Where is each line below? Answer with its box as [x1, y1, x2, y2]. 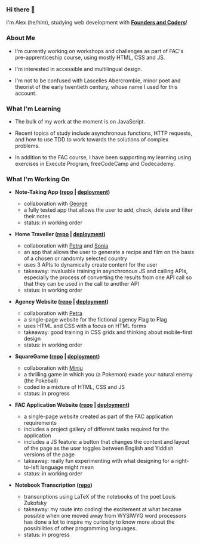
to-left [23, 463, 39, 471]
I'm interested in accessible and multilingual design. [14, 65, 143, 72]
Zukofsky [23, 499, 47, 506]
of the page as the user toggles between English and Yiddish [23, 444, 174, 452]
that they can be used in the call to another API [23, 280, 139, 288]
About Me [6, 34, 36, 42]
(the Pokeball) [23, 377, 59, 384]
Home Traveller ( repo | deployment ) [14, 231, 106, 238]
